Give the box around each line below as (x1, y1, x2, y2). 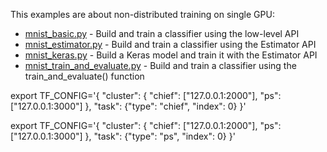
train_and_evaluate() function (24, 70, 145, 82)
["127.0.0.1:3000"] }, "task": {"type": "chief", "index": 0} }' (10, 100, 247, 112)
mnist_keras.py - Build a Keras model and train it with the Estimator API (24, 49, 318, 61)
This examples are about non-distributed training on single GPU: (10, 9, 275, 20)
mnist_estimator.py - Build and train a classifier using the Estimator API (24, 39, 317, 50)
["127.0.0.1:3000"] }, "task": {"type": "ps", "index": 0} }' (10, 130, 236, 142)
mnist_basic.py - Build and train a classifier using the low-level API (24, 28, 300, 39)
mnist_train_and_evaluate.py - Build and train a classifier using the (24, 60, 297, 71)
